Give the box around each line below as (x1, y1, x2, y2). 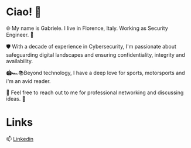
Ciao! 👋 (6, 5, 42, 19)
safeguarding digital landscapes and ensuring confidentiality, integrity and (6, 51, 186, 58)
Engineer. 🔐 (6, 31, 34, 38)
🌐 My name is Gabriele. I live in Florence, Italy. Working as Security (6, 25, 168, 32)
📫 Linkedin (6, 135, 34, 142)
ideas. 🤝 (6, 95, 26, 102)
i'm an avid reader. (6, 77, 51, 84)
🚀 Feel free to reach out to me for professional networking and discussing (6, 89, 184, 96)
